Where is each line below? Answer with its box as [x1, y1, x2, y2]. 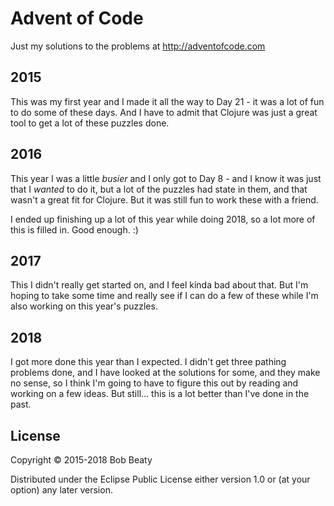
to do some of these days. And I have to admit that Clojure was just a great [10, 106, 318, 118]
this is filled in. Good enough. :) [10, 223, 139, 236]
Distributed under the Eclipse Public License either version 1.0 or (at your [10, 473, 311, 485]
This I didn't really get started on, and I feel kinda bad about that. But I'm [10, 279, 309, 291]
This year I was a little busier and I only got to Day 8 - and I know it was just [10, 172, 322, 184]
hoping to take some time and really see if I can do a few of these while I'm [10, 290, 319, 302]
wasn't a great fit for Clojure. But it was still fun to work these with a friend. [10, 193, 319, 206]
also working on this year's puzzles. [10, 300, 158, 312]
